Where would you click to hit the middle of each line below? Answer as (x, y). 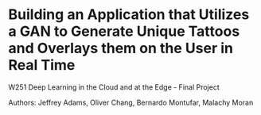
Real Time (42, 65)
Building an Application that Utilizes (129, 15)
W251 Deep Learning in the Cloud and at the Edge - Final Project (114, 87)
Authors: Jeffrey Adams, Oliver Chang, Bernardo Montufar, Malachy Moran (131, 102)
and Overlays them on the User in (121, 48)
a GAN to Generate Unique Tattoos (124, 31)
